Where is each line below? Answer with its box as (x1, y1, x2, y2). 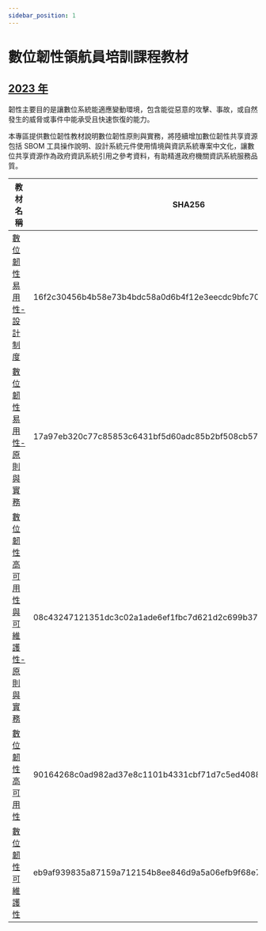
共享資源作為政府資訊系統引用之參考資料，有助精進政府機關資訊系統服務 (14, 151, 251, 161)
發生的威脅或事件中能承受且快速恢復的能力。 (8, 114, 154, 123)
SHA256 (172, 199, 206, 210)
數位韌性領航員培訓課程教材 (8, 48, 189, 66)
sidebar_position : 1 (8, 11, 77, 20)
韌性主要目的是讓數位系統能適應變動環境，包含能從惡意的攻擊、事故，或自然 (8, 104, 258, 114)
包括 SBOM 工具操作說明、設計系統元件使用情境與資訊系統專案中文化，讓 (8, 141, 248, 150)
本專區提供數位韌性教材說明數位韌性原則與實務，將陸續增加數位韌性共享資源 (8, 131, 258, 141)
